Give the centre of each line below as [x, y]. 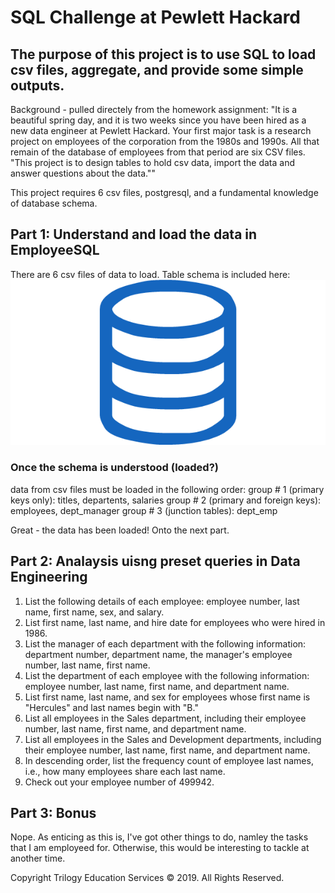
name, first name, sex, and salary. [94, 612]
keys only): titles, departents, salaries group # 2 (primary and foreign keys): [166, 500]
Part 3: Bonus [53, 812]
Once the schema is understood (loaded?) [114, 468]
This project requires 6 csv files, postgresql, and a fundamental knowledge [164, 192]
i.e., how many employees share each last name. [125, 771]
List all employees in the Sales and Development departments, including [173, 739]
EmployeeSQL [55, 250]
